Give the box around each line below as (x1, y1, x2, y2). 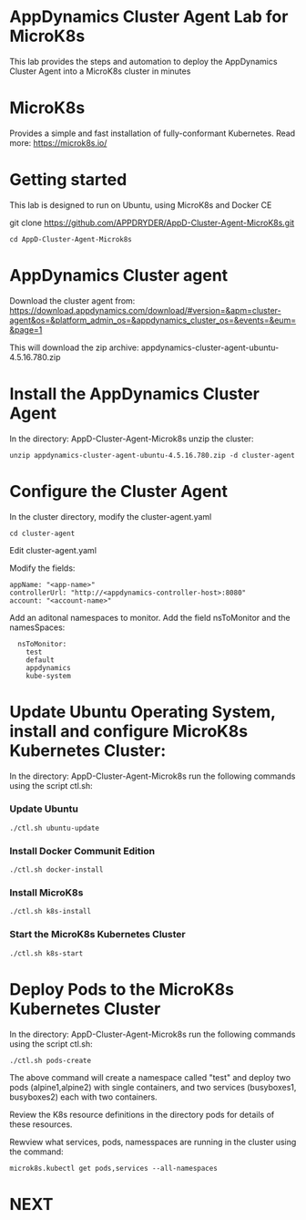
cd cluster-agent (9, 529, 76, 538)
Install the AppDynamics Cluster (9, 383, 260, 404)
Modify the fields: (9, 563, 76, 574)
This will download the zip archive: (9, 342, 139, 353)
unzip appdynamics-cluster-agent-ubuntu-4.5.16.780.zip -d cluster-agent (9, 450, 296, 460)
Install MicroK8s (9, 886, 84, 899)
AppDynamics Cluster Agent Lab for (9, 6, 289, 27)
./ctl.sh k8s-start (9, 948, 84, 958)
